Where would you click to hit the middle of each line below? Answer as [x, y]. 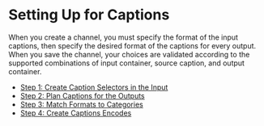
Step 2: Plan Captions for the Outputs [83, 95]
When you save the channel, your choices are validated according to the [129, 54]
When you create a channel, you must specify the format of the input [123, 37]
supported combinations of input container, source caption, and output [127, 63]
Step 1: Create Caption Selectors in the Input [94, 87]
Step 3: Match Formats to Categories [81, 104]
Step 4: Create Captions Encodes [76, 113]
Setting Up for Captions [89, 15]
